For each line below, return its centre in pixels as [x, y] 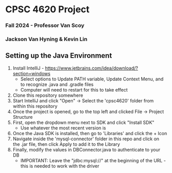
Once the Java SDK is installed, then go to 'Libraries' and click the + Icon [90, 133]
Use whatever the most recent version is [63, 128]
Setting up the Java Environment [59, 56]
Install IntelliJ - [28, 68]
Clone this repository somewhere [48, 95]
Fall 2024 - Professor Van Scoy [45, 26]
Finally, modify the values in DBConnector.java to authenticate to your [87, 149]
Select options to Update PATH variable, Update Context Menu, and [92, 79]
